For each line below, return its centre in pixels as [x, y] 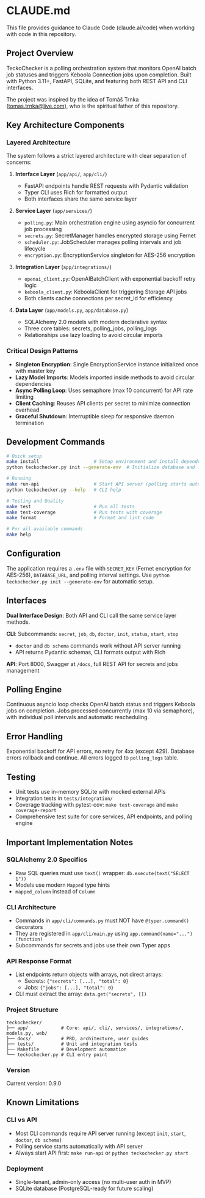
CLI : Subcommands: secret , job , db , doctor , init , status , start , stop [92, 634]
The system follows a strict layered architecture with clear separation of [97, 156]
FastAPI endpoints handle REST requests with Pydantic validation [106, 186]
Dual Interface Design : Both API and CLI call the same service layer [92, 615]
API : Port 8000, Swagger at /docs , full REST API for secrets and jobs [92, 664]
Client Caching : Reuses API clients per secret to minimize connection [103, 403]
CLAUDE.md [38, 11]
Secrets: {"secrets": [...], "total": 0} [77, 981]
